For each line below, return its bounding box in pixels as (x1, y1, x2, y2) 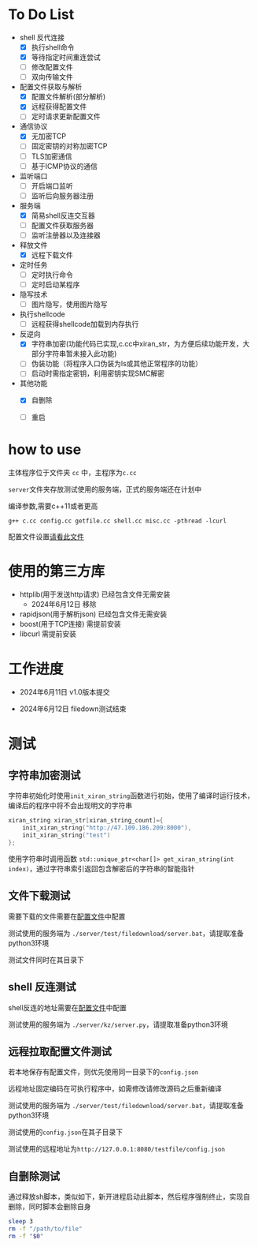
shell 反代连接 (19, 32, 65, 42)
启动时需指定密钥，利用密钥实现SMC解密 (31, 369, 165, 378)
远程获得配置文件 (31, 102, 87, 111)
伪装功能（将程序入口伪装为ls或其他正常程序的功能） (31, 359, 203, 369)
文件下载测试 (8, 889, 71, 903)
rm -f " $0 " (8, 1232, 44, 1240)
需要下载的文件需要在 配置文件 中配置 (8, 912, 126, 921)
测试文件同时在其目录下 (8, 955, 84, 964)
